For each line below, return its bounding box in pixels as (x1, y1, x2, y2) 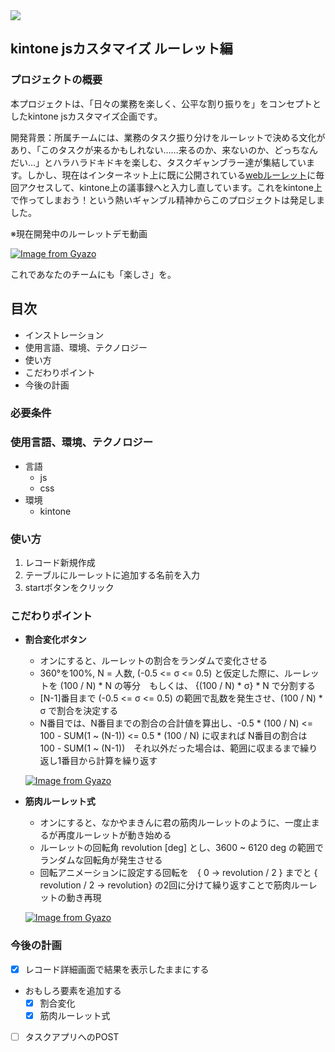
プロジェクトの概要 (10, 73, 103, 87)
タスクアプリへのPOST (24, 1030, 120, 1043)
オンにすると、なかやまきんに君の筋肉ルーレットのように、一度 (39, 817, 303, 829)
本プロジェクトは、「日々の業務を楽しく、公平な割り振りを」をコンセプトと (10, 97, 322, 109)
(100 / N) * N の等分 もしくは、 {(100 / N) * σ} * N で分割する (59, 680, 316, 692)
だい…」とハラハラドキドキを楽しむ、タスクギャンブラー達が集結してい (10, 156, 307, 168)
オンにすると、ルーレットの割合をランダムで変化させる (39, 655, 268, 667)
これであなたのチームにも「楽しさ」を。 (10, 268, 177, 280)
